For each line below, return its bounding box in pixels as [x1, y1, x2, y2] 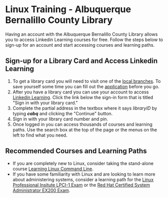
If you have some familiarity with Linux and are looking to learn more [12, 171, 155, 177]
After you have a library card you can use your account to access [12, 89, 149, 95]
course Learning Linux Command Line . [12, 166, 94, 172]
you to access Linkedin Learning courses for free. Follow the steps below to [5, 37, 163, 43]
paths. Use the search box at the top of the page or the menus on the [12, 126, 157, 133]
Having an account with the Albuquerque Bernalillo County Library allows [5, 31, 158, 37]
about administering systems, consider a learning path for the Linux [12, 176, 154, 182]
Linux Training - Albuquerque [5, 4, 132, 15]
